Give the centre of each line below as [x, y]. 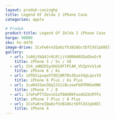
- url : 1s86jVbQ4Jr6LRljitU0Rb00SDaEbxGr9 [55, 57]
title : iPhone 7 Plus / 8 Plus [48, 99]
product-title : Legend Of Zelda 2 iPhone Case [55, 33]
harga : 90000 [19, 38]
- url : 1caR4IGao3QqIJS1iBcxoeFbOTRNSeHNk [55, 85]
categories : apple [25, 19]
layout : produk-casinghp [32, 10]
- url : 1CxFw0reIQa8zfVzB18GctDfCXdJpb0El [55, 104]
